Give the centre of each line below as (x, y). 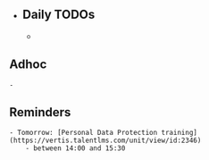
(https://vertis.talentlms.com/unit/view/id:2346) (105, 141)
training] (180, 133)
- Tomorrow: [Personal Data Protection (84, 133)
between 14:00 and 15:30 (79, 148)
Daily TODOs (59, 15)
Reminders (40, 112)
